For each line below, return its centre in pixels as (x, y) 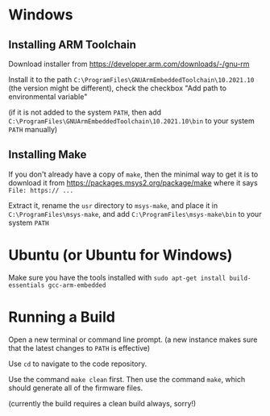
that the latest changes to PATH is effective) (79, 347)
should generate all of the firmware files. (76, 388)
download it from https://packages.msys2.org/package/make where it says (133, 182)
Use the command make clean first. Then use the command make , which (127, 379)
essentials (27, 285)
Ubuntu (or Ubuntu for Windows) (120, 255)
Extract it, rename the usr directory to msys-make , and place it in (113, 205)
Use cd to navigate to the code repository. (78, 364)
